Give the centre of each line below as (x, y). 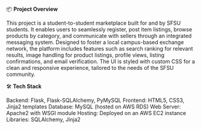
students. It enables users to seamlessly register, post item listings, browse (99, 29)
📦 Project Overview (32, 9)
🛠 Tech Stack (24, 86)
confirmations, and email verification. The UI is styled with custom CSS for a (101, 61)
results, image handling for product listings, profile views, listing (85, 55)
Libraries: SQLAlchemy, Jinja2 (44, 119)
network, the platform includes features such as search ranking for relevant (100, 49)
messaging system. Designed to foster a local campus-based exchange (95, 42)
